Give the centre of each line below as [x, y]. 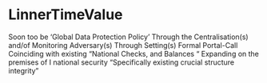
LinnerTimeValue [66, 15]
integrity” [24, 70]
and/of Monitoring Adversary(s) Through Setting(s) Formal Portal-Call [123, 45]
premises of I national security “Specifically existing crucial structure [121, 62]
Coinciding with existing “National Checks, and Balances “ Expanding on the [134, 53]
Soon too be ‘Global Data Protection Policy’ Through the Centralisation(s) [129, 37]
